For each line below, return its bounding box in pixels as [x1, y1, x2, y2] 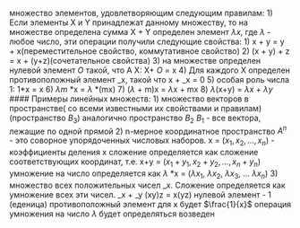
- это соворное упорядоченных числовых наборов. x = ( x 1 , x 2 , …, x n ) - [9, 135, 275, 148]
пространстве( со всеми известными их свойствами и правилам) [9, 103, 262, 113]
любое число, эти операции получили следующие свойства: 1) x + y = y [9, 36, 285, 47]
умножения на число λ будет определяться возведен [9, 208, 215, 219]
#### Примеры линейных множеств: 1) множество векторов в [9, 93, 249, 104]
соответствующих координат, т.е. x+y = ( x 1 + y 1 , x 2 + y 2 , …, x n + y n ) [9, 156, 261, 170]
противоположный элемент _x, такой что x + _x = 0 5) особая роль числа [9, 75, 289, 84]
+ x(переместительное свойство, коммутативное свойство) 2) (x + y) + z [9, 46, 290, 57]
